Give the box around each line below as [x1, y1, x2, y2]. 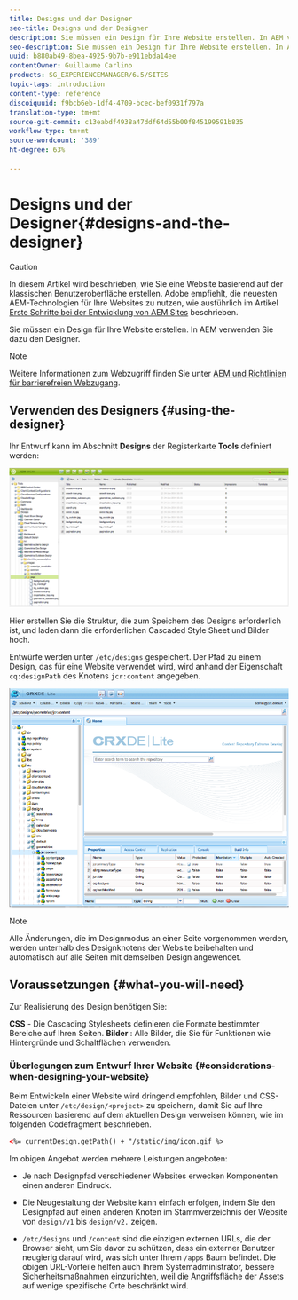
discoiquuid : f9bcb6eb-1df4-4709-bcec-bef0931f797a [9, 99, 204, 107]
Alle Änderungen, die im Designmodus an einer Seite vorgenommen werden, [9, 932, 289, 943]
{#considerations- [194, 1059, 276, 1072]
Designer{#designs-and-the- [9, 213, 231, 233]
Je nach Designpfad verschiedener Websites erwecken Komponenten [21, 1170, 278, 1181]
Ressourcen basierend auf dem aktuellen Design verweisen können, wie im [9, 1109, 284, 1120]
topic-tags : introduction [9, 80, 105, 89]
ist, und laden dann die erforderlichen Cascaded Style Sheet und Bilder [9, 625, 270, 636]
